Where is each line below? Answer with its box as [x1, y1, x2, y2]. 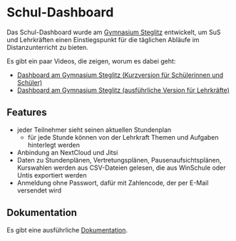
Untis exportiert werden [16, 170, 87, 179]
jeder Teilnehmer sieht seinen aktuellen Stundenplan [16, 125, 172, 134]
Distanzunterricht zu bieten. [6, 43, 88, 51]
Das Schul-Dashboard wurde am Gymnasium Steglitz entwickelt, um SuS [6, 28, 221, 36]
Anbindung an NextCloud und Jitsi [16, 148, 118, 157]
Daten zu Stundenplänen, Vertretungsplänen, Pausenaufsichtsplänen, [16, 155, 222, 164]
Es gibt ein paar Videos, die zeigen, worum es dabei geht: [6, 56, 176, 65]
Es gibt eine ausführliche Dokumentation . [6, 225, 128, 234]
